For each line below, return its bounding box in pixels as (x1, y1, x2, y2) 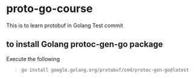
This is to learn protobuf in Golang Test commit (6, 22, 123, 29)
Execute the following (6, 55, 60, 62)
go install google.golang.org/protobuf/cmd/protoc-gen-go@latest (21, 67, 189, 73)
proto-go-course (6, 2, 93, 16)
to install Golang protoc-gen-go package (6, 39, 163, 49)
